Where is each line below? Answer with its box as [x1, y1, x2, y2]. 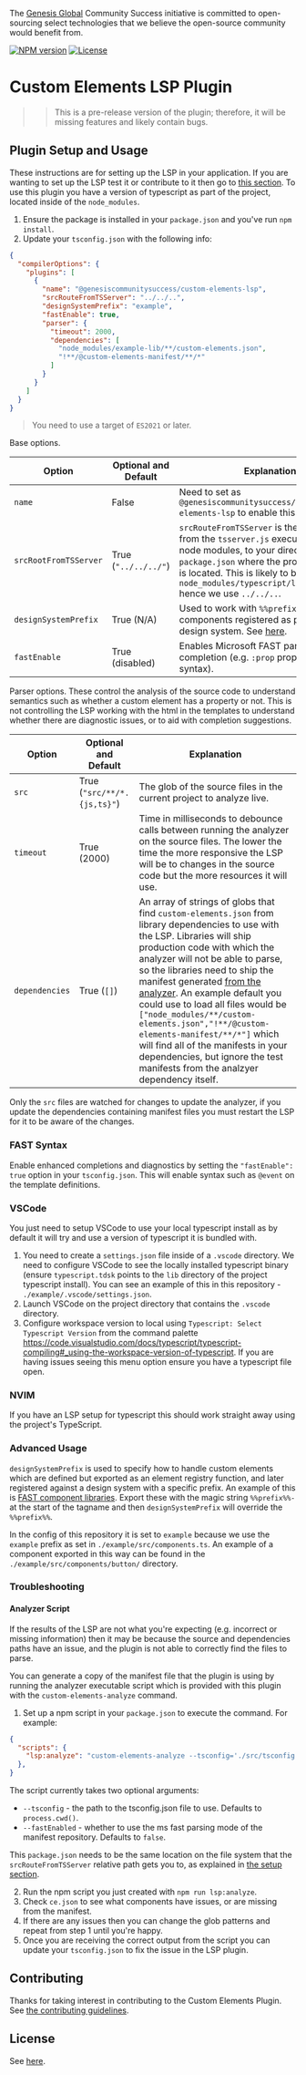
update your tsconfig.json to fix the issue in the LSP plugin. [22, 1945, 249, 1956]
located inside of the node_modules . [9, 196, 140, 207]
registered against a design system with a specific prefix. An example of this [9, 1481, 296, 1493]
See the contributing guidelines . [9, 2005, 129, 2016]
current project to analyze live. [138, 792, 270, 805]
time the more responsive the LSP [138, 847, 284, 860]
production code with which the [138, 941, 275, 954]
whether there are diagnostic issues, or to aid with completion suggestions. [9, 715, 292, 726]
